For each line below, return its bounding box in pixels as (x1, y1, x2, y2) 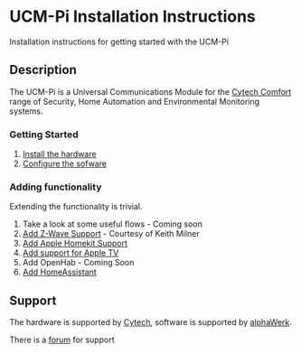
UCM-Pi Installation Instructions (9, 6, 256, 27)
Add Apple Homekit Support (22, 238, 128, 249)
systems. (9, 106, 43, 116)
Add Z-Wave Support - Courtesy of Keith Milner (22, 228, 201, 239)
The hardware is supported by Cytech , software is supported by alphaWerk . (9, 317, 292, 328)
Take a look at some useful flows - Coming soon (22, 219, 203, 229)
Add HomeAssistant (22, 266, 97, 277)
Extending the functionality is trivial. (9, 201, 143, 212)
